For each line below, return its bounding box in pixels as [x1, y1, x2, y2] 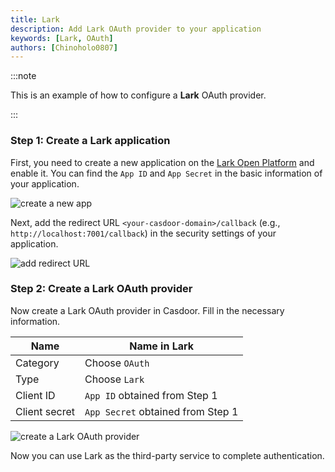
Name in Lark [129, 339, 195, 353]
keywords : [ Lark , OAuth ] [10, 33, 114, 43]
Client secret [15, 404, 75, 418]
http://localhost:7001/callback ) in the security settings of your [10, 227, 277, 239]
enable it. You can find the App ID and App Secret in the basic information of [10, 167, 323, 179]
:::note [10, 70, 37, 82]
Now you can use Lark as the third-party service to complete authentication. [10, 449, 325, 461]
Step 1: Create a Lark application [10, 134, 171, 148]
